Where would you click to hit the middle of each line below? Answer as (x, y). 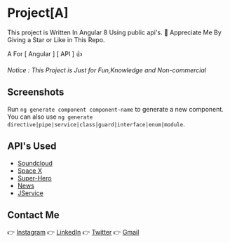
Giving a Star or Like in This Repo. (56, 39)
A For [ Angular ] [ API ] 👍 (45, 53)
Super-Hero (34, 178)
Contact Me (33, 215)
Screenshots (36, 92)
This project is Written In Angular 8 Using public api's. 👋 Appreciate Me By (115, 32)
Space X (29, 171)
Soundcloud (35, 163)
